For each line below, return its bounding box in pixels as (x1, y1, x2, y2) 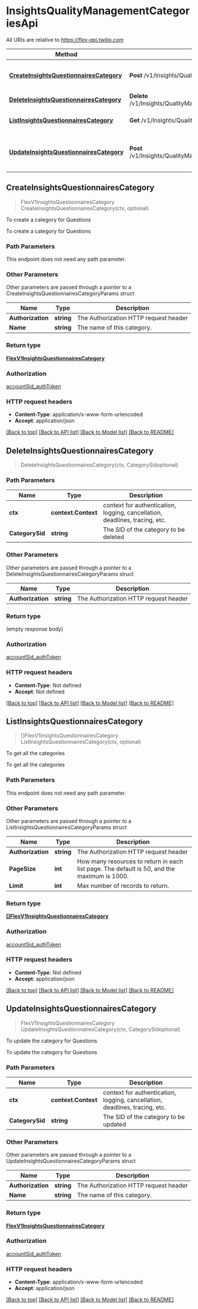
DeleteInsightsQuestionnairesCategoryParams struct (6, 570, 134, 578)
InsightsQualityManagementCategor (6, 4, 190, 18)
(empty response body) (6, 625, 64, 632)
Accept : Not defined (14, 688, 65, 695)
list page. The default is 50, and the (77, 864, 175, 872)
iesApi (6, 17, 38, 30)
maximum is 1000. (77, 872, 129, 880)
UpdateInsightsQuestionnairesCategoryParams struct (6, 1157, 136, 1164)
